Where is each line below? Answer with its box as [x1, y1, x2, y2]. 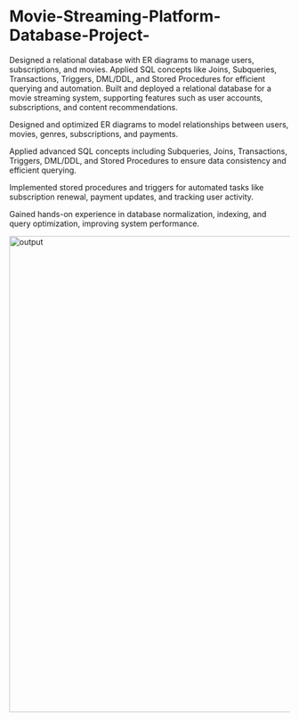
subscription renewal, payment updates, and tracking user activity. [9, 191, 254, 202]
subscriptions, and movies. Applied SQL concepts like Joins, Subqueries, [9, 64, 278, 75]
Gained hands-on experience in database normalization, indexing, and [9, 208, 267, 219]
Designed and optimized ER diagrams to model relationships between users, [9, 118, 289, 130]
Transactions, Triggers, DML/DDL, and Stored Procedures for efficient [9, 73, 265, 84]
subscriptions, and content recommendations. [9, 101, 178, 112]
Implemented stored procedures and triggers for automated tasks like [9, 182, 264, 192]
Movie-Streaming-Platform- [9, 6, 222, 27]
